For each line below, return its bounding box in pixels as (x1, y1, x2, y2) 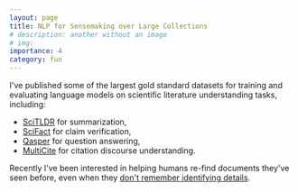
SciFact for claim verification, (22, 126, 132, 136)
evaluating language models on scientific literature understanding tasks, (9, 89, 278, 100)
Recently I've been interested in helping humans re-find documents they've (9, 163, 290, 173)
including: (9, 99, 47, 109)
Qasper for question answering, (22, 136, 141, 146)
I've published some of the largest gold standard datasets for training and (9, 80, 283, 90)
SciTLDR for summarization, (22, 116, 127, 127)
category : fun (9, 55, 63, 64)
